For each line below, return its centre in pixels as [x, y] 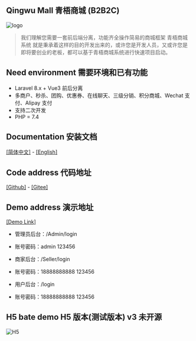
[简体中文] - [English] [32, 152]
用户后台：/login [35, 284]
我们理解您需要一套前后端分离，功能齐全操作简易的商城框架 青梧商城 [104, 37]
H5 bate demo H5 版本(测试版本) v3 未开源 [84, 317]
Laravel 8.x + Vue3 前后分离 [49, 88]
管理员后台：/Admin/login [46, 234]
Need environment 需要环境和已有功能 [77, 73]
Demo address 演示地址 [50, 207]
